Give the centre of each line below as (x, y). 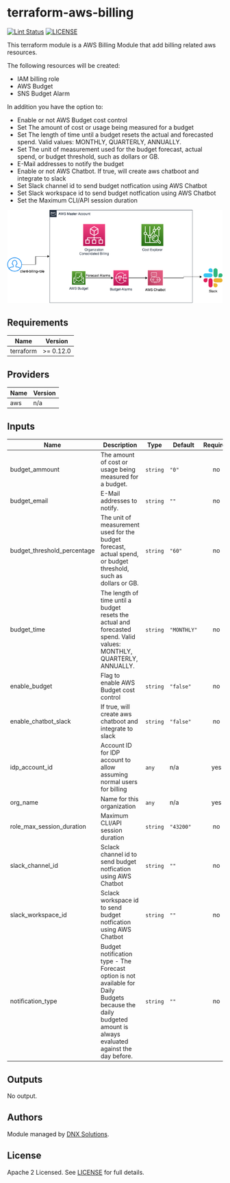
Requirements (38, 322)
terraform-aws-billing (71, 13)
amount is (114, 1026)
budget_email (29, 501)
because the (118, 1004)
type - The (116, 961)
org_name (24, 803)
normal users (119, 782)
